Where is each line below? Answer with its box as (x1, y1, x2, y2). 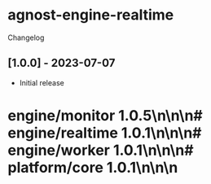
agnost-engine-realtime (7, 6, 174, 24)
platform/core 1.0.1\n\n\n (7, 158, 178, 177)
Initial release (19, 77, 64, 87)
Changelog (7, 33, 45, 42)
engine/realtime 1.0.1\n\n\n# (7, 124, 202, 142)
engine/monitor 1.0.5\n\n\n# (7, 106, 203, 125)
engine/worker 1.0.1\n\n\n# (7, 141, 194, 160)
